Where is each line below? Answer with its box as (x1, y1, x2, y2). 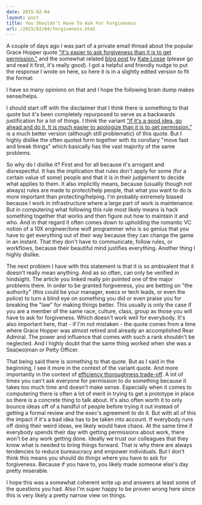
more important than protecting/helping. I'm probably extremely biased (6, 193, 183, 200)
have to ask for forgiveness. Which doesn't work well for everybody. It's (6, 314, 186, 321)
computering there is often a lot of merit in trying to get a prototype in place (6, 390, 195, 397)
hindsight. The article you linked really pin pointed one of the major (6, 276, 174, 283)
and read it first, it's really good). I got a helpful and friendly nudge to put (6, 62, 188, 69)
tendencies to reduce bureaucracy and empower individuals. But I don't (6, 448, 185, 455)
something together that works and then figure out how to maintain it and (6, 212, 189, 220)
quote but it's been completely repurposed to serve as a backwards (6, 111, 175, 118)
